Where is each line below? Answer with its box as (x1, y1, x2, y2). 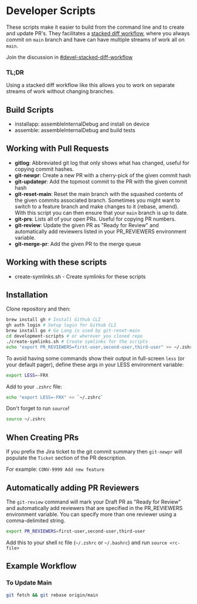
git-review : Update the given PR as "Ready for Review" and (14, 221, 159, 228)
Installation (6, 290, 48, 300)
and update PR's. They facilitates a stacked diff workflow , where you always (6, 29, 190, 36)
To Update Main (6, 579, 52, 587)
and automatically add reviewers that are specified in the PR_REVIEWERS (6, 504, 183, 511)
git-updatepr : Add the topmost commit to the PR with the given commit (14, 178, 188, 185)
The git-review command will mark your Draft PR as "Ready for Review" (6, 498, 181, 505)
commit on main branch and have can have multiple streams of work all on (6, 36, 185, 43)
